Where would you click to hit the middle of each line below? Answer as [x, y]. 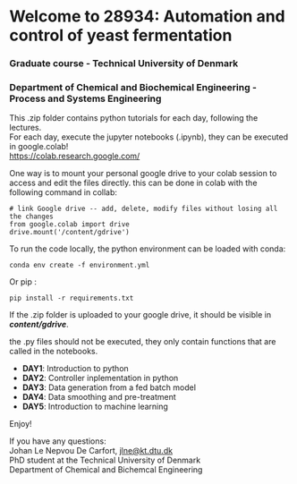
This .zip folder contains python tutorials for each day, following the [134, 118]
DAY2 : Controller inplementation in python [100, 378]
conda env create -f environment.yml [80, 266]
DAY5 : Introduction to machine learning [95, 407]
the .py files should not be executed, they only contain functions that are [143, 342]
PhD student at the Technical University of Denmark [105, 460]
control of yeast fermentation [121, 35]
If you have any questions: [58, 441]
